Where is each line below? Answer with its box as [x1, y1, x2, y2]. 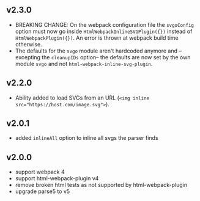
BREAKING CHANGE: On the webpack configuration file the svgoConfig [15, 21, 194, 28]
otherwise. [15, 40, 43, 48]
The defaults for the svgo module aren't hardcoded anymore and [15, 47, 178, 54]
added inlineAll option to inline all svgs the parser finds [15, 134, 158, 142]
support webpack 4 [15, 168, 65, 176]
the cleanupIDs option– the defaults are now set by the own [42, 53, 191, 60]
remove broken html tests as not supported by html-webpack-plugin [15, 181, 188, 189]
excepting [15, 53, 41, 60]
